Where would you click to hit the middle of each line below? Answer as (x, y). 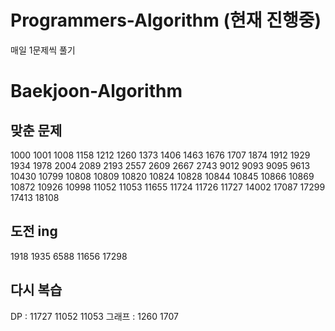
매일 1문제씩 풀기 (43, 50)
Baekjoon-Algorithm (96, 91)
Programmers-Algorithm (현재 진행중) (166, 20)
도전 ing (34, 231)
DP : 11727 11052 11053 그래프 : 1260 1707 (94, 316)
